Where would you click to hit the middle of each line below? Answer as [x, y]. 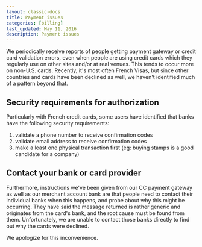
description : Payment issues [43, 34]
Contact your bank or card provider [74, 173]
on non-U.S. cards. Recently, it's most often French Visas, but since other [97, 70]
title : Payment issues [35, 17]
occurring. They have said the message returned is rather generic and [93, 207]
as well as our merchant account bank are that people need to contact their [100, 194]
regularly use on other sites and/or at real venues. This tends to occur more [100, 64]
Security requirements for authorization [83, 102]
